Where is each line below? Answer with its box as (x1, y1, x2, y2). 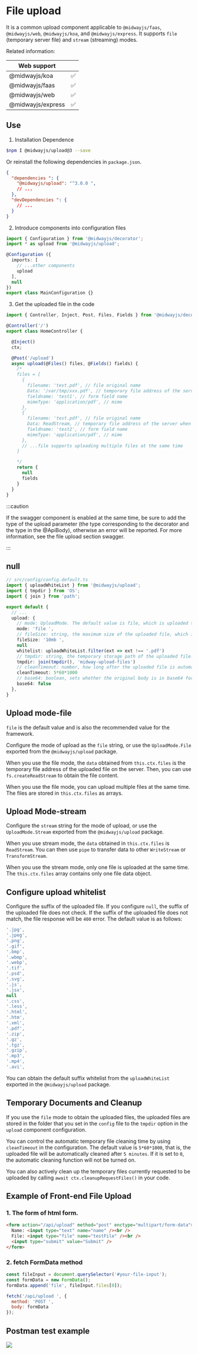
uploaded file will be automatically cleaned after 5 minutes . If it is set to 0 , (6, 1150, 184, 1157)
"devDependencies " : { (11, 197, 67, 203)
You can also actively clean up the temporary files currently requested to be (6, 1168, 190, 1175)
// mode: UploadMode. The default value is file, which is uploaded (16, 621, 189, 627)
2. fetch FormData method (6, 1258, 83, 1266)
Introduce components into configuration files (14, 224, 126, 231)
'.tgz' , (6, 1042, 25, 1048)
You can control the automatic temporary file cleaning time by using (6, 1137, 171, 1145)
